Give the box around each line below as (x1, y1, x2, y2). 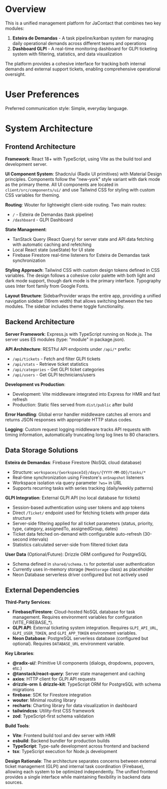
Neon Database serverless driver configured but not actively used (12, 571, 149, 578)
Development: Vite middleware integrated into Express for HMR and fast (12, 391, 161, 397)
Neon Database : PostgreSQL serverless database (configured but (12, 636, 149, 642)
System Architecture (5, 123, 93, 134)
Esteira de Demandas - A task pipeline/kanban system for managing (12, 35, 154, 41)
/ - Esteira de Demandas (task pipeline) (12, 211, 94, 217)
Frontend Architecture (5, 142, 76, 151)
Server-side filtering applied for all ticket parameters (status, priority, (12, 520, 154, 526)
